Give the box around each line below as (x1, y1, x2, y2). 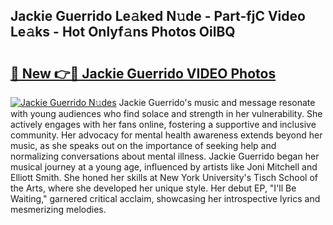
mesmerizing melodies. (10, 204, 107, 215)
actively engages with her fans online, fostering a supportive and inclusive (10, 119, 317, 130)
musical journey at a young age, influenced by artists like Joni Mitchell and (10, 161, 318, 173)
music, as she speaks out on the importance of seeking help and (10, 140, 277, 151)
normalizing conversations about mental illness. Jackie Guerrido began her (10, 150, 320, 162)
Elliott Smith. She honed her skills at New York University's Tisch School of (10, 172, 319, 183)
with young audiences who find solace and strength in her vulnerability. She (10, 108, 323, 119)
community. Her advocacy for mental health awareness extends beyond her (10, 129, 323, 141)
